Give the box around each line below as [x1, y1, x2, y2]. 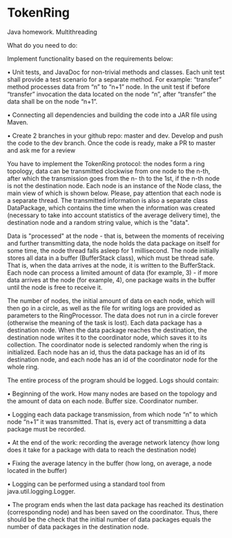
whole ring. [7, 362, 39, 371]
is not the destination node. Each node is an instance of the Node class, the [7, 181, 222, 189]
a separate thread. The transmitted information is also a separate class [7, 196, 209, 205]
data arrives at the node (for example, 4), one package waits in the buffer [7, 275, 216, 284]
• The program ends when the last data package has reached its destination [7, 500, 224, 509]
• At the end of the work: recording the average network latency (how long [7, 438, 220, 447]
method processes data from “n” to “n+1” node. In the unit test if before [7, 82, 211, 91]
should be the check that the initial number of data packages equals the [7, 515, 212, 523]
